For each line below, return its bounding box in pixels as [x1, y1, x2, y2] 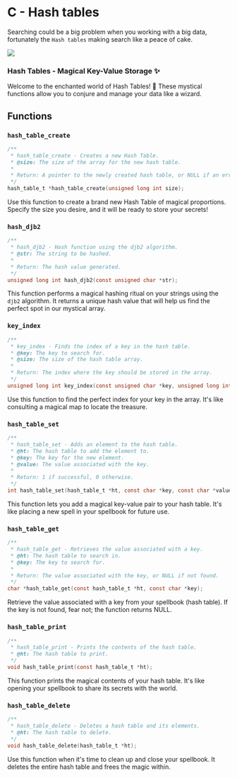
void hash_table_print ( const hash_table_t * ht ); [7, 664, 153, 671]
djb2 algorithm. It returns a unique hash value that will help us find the [7, 297, 210, 305]
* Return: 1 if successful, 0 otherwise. [10, 474, 134, 481]
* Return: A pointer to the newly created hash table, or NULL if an [10, 172, 219, 179]
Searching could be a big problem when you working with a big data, [7, 28, 207, 36]
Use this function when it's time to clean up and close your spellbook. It [7, 755, 215, 763]
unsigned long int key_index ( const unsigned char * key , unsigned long [7, 382, 219, 389]
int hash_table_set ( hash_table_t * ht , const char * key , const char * [7, 487, 217, 495]
